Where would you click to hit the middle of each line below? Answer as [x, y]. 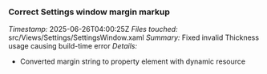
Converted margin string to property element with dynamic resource [133, 61]
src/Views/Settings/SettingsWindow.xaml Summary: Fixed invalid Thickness [133, 37]
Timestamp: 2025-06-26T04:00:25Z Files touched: [93, 29]
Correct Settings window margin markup [89, 12]
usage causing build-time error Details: [73, 46]
